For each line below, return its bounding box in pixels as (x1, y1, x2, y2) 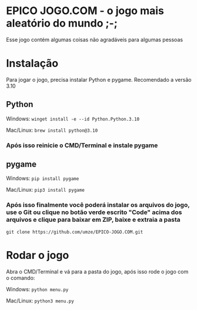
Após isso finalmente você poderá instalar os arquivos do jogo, (6, 201, 190, 209)
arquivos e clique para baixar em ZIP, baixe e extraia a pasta (6, 216, 181, 224)
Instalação (6, 57, 59, 70)
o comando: (6, 274, 35, 281)
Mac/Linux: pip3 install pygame (6, 186, 85, 194)
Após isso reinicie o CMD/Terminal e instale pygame (6, 141, 158, 149)
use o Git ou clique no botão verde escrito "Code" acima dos (6, 208, 182, 216)
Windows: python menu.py (6, 285, 69, 292)
